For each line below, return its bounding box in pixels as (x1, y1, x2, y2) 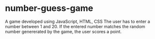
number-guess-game (5, 3, 93, 14)
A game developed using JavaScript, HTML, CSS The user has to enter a (5, 19, 150, 24)
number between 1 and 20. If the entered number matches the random (5, 23, 145, 29)
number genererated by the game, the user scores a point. (5, 29, 122, 34)
